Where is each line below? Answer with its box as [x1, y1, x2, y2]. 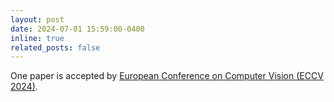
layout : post [10, 14, 65, 25]
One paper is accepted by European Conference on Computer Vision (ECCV [10, 70, 324, 82]
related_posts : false [10, 42, 101, 53]
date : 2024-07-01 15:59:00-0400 [10, 24, 145, 34]
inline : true [10, 33, 65, 43]
